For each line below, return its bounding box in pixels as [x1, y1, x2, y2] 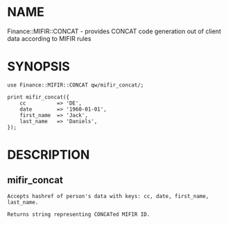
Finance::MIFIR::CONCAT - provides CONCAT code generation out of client [7, 27, 222, 35]
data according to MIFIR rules [7, 34, 91, 42]
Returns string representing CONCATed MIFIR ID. [7, 210, 150, 218]
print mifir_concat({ [7, 93, 70, 100]
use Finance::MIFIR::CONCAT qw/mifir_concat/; [7, 81, 144, 89]
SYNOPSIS [7, 59, 71, 75]
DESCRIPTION [7, 147, 90, 163]
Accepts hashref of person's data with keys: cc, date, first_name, [7, 192, 209, 199]
